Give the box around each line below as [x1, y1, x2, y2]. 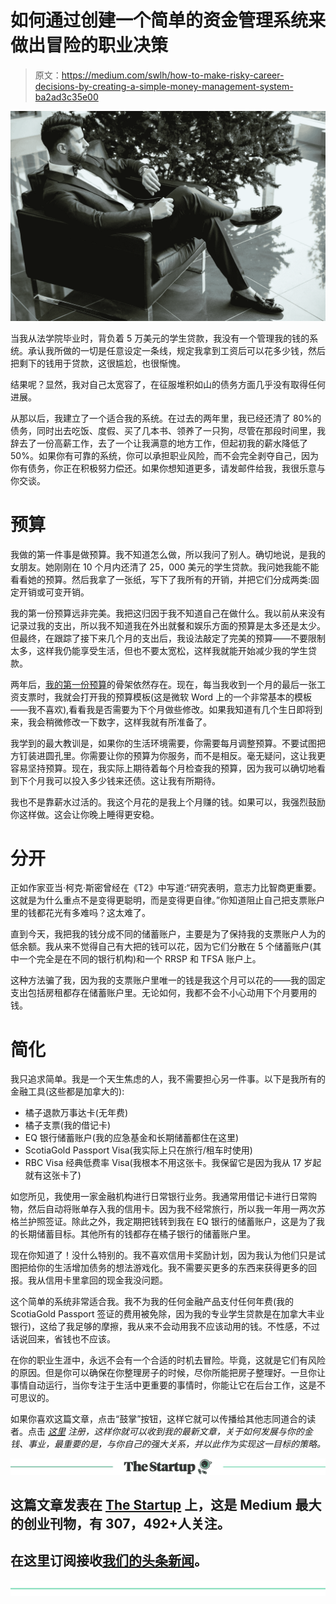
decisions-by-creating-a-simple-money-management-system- [34, 80, 294, 92]
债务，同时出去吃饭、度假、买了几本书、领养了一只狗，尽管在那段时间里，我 [10, 424, 326, 436]
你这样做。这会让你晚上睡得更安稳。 [10, 808, 160, 820]
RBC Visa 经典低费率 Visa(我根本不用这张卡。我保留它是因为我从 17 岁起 [24, 1157, 322, 1169]
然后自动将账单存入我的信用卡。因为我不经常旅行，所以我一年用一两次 [27, 1203, 317, 1215]
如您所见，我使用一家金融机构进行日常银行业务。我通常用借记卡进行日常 [10, 1191, 308, 1203]
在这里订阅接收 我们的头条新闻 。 [10, 1552, 208, 1570]
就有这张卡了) [24, 1169, 82, 1181]
